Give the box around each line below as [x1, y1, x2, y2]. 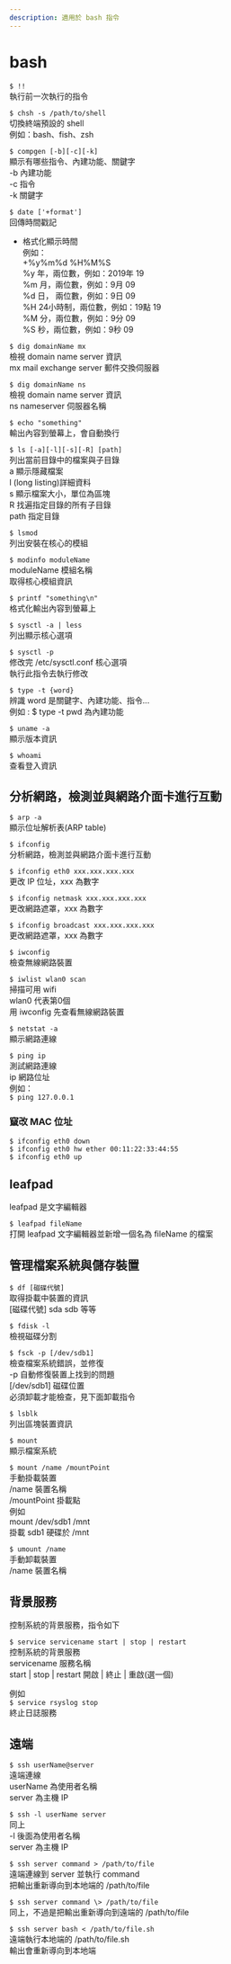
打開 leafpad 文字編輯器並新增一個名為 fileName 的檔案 [9, 1228, 214, 1239]
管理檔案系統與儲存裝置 [9, 1257, 139, 1272]
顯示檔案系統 [9, 1445, 57, 1457]
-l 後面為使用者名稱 [9, 1830, 81, 1841]
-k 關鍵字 [9, 190, 44, 201]
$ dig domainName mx [9, 342, 87, 351]
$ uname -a [9, 724, 50, 733]
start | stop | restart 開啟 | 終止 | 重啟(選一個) [9, 1669, 174, 1680]
